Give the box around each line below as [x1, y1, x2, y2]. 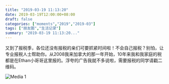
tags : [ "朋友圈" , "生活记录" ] [5, 26, 61, 31]
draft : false [5, 16, 33, 21]
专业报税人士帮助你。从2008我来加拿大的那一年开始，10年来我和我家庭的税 [5, 51, 162, 57]
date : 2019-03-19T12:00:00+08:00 [5, 12, 75, 17]
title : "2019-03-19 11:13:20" [5, 7, 69, 12]
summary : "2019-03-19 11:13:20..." [5, 30, 80, 35]
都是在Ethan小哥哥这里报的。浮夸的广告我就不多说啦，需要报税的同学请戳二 [5, 57, 162, 63]
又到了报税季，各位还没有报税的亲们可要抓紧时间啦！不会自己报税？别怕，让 [5, 45, 164, 50]
